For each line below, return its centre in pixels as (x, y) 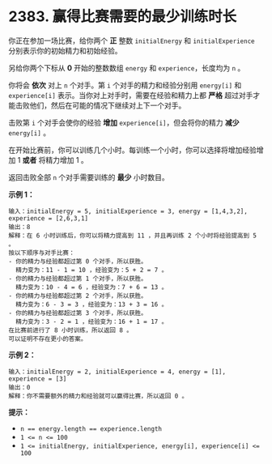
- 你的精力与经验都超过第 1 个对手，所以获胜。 (78, 279)
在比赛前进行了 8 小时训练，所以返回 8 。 (71, 330)
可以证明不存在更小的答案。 (48, 338)
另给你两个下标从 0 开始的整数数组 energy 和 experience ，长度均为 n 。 (127, 68)
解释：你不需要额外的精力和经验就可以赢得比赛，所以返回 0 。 (98, 396)
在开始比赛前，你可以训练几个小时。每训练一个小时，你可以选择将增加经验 (132, 150)
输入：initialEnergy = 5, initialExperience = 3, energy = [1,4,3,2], (128, 211)
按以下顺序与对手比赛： (42, 253)
